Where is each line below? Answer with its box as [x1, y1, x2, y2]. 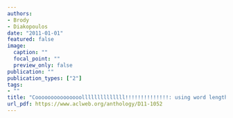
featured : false [7, 36, 54, 43]
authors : [7, 10, 33, 17]
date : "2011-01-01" [7, 29, 64, 37]
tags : [7, 81, 23, 88]
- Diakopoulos [7, 23, 49, 30]
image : [7, 42, 26, 49]
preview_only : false [13, 62, 73, 69]
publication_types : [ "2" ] [7, 74, 82, 82]
